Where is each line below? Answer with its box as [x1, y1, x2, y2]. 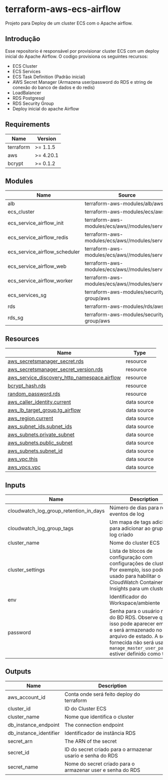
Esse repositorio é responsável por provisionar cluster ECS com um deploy [5, 48, 159, 54]
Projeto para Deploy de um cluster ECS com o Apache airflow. [5, 20, 133, 26]
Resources [5, 335, 39, 343]
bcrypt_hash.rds [7, 382, 46, 389]
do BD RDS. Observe [109, 614, 158, 620]
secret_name [7, 763, 38, 770]
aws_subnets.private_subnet [7, 431, 75, 438]
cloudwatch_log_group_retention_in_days [7, 508, 105, 514]
